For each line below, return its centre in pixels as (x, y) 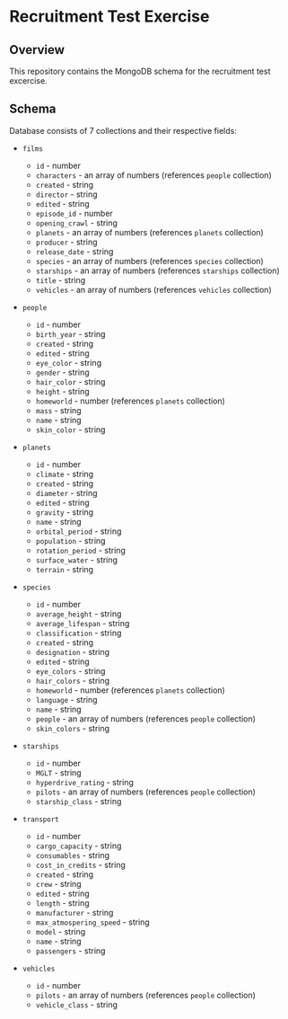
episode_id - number (74, 213)
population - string (70, 540)
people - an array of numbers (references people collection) (145, 718)
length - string (62, 903)
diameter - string (66, 492)
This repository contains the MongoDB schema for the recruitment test (140, 71)
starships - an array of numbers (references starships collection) (157, 270)
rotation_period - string (80, 550)
